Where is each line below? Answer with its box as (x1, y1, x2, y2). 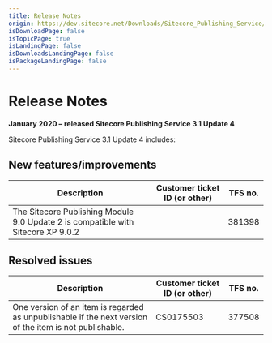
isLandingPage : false (8, 42, 82, 50)
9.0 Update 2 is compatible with (12, 216, 134, 227)
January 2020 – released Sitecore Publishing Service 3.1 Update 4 (8, 118, 235, 128)
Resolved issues (8, 254, 93, 268)
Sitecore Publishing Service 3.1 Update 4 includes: (8, 135, 176, 144)
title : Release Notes (8, 11, 82, 20)
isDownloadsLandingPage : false (8, 49, 114, 58)
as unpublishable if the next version (12, 311, 148, 323)
